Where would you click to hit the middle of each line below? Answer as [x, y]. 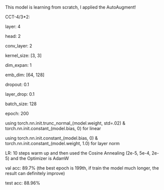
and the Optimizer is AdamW [40, 158]
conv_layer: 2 [19, 46]
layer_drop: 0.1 [20, 94]
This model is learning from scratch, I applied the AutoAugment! [71, 7]
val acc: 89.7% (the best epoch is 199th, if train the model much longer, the [82, 168]
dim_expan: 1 [18, 65]
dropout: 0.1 [17, 85]
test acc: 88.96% [23, 183]
